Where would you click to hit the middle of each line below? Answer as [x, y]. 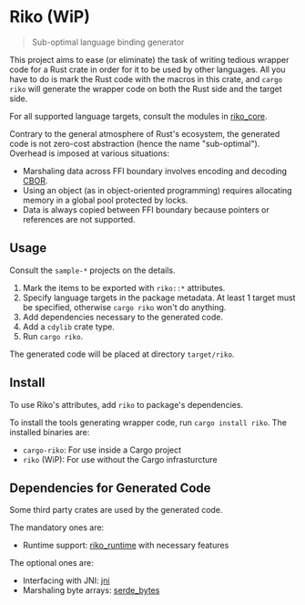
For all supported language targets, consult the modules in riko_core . [138, 116]
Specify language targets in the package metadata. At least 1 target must [159, 297]
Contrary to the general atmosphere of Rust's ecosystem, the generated [145, 133]
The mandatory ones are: [57, 527]
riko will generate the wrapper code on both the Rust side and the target [146, 89]
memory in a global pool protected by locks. [105, 200]
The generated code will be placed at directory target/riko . [122, 354]
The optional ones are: [51, 563]
